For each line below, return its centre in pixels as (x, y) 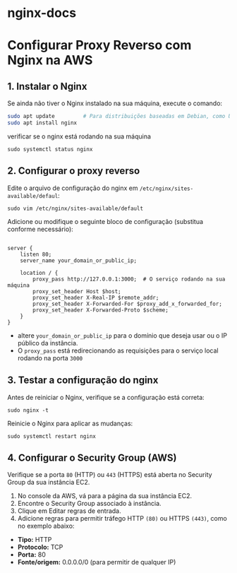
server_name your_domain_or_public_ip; (79, 260)
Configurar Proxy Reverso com (99, 46)
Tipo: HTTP (35, 540)
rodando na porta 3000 (50, 358)
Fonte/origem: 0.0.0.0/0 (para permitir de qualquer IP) (97, 562)
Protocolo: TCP (40, 547)
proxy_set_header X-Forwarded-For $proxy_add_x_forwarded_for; (127, 304)
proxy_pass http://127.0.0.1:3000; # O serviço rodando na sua (129, 279)
